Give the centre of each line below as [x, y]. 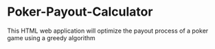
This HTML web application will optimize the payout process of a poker [108, 31]
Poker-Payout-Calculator [80, 12]
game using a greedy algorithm [52, 37]
